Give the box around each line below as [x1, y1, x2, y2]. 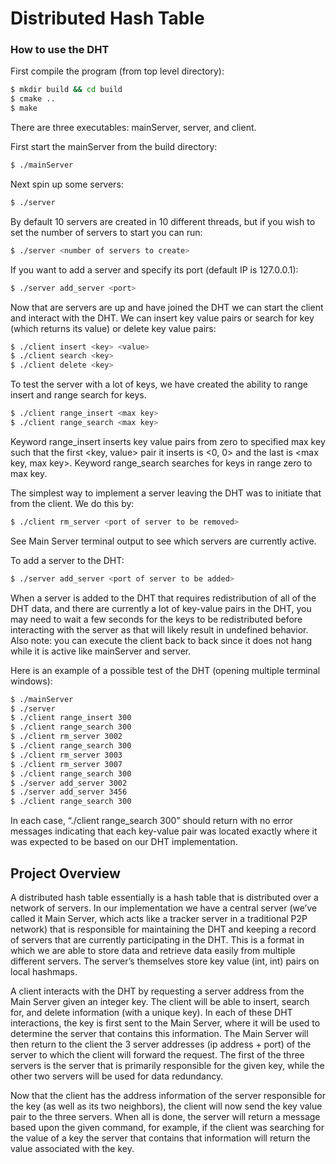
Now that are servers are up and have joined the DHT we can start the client [10, 301, 324, 313]
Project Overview [10, 865, 121, 882]
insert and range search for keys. [10, 389, 147, 401]
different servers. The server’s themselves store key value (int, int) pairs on [10, 955, 320, 967]
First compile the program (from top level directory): [10, 65, 225, 77]
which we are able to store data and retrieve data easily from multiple [10, 945, 296, 957]
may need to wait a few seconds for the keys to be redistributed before [10, 613, 303, 625]
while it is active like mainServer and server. [10, 645, 192, 657]
